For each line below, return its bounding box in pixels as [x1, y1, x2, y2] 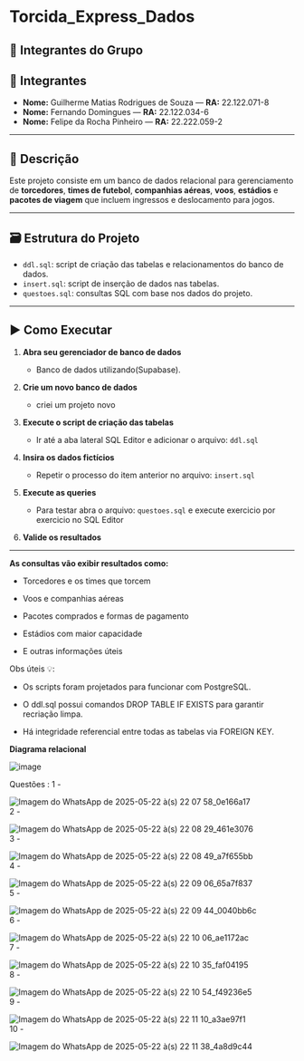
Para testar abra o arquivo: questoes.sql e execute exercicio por [35, 505, 276, 516]
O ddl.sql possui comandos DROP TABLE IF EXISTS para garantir [22, 699, 264, 709]
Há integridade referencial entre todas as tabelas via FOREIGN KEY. [22, 726, 274, 737]
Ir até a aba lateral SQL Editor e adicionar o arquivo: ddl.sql [35, 434, 260, 445]
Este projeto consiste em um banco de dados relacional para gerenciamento [9, 175, 294, 187]
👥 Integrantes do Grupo [9, 43, 143, 58]
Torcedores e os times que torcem [22, 575, 151, 586]
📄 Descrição [9, 151, 80, 167]
